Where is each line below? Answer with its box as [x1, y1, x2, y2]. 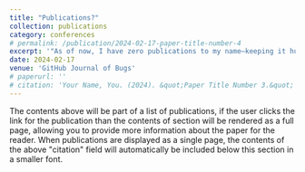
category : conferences [9, 30, 95, 39]
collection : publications [9, 22, 107, 31]
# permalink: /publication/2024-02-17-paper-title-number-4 [9, 38, 242, 48]
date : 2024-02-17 [9, 55, 75, 64]
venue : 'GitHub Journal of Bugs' [9, 64, 136, 73]
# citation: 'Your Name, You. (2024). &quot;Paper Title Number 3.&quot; [9, 81, 295, 90]
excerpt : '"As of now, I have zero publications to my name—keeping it [9, 47, 286, 56]
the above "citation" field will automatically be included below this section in [9, 144, 294, 155]
